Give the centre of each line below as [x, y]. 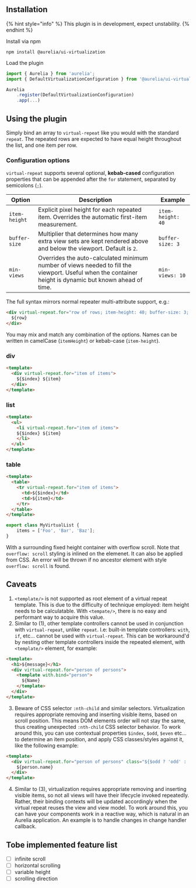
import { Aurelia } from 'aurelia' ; [50, 73]
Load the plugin [25, 63]
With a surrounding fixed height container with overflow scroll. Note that [93, 547]
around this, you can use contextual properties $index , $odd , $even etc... [100, 733]
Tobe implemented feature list [62, 845]
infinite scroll [30, 859]
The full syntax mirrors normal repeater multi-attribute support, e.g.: [88, 302]
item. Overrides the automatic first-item [92, 217]
